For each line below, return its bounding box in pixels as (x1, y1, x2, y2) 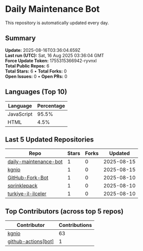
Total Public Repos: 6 (5, 63, 49, 69)
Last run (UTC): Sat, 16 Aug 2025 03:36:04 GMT (5, 52, 105, 58)
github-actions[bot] (7, 238, 54, 245)
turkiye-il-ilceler (7, 190, 47, 197)
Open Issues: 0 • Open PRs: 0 (5, 73, 68, 79)
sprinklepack (7, 182, 38, 189)
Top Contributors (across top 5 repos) (5, 207, 124, 215)
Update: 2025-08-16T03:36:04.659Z (5, 47, 80, 53)
